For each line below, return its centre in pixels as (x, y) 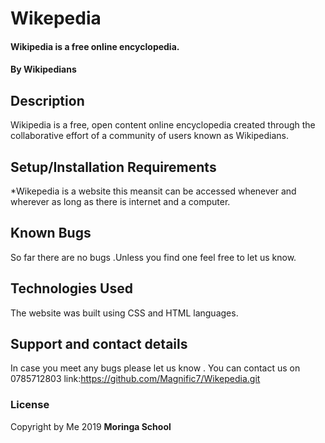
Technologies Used (71, 288)
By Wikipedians (43, 69)
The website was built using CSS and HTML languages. (124, 313)
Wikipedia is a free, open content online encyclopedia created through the (163, 125)
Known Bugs (51, 233)
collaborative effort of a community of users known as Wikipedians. (150, 136)
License (30, 405)
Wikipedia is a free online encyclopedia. (95, 46)
